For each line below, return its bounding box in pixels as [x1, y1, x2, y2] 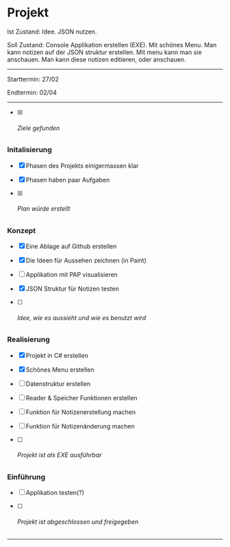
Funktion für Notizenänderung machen [25, 422, 135, 430]
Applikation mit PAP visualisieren [25, 271, 118, 279]
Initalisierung [7, 145, 53, 155]
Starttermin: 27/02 [7, 75, 60, 83]
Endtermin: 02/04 [7, 88, 57, 97]
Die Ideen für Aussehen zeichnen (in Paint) [25, 256, 147, 265]
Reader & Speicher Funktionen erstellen [25, 393, 138, 402]
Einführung [7, 472, 46, 481]
